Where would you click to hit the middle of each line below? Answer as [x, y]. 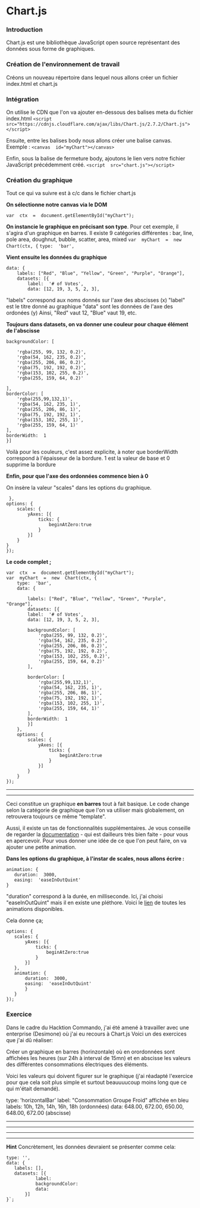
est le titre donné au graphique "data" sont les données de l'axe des [90, 307]
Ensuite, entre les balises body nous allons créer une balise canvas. [89, 141]
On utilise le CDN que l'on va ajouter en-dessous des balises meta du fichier [100, 112]
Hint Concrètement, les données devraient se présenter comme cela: [91, 1147]
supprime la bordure [31, 465]
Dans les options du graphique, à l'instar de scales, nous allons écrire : [95, 859]
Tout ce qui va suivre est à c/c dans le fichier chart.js [71, 193]
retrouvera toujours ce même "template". [56, 817]
